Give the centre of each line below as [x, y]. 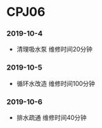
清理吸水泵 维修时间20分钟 [54, 50]
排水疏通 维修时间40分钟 [51, 118]
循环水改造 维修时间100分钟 [56, 83]
